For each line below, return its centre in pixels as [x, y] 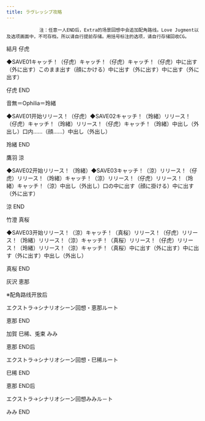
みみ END [18, 412]
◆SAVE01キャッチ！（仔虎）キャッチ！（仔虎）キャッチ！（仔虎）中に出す [102, 61]
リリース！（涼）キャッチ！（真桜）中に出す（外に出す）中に [116, 248]
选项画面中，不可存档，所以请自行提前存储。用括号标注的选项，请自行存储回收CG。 [100, 36]
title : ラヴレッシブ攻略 [34, 12]
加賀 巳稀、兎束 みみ [32, 333]
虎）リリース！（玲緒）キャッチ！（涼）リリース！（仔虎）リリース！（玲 [100, 178]
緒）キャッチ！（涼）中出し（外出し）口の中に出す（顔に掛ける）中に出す [100, 186]
